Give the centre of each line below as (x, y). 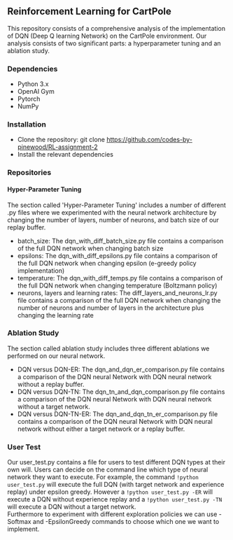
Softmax (19, 522)
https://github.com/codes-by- (149, 140)
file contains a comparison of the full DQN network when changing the (119, 300)
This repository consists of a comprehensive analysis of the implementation (116, 28)
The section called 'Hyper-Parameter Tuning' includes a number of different (116, 205)
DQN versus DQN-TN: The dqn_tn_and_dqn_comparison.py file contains (121, 392)
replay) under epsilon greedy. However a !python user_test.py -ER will (110, 492)
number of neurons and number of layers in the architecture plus (111, 308)
